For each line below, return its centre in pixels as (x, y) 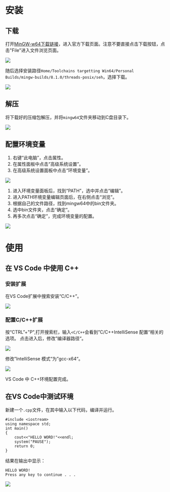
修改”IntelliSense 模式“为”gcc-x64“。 (44, 358)
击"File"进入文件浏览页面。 (33, 50)
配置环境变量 (25, 145)
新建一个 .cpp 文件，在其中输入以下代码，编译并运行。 (61, 410)
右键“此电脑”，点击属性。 (39, 158)
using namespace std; (28, 424)
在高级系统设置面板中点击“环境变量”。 (53, 170)
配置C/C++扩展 (24, 320)
